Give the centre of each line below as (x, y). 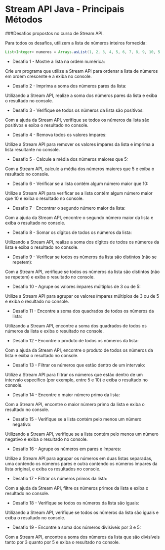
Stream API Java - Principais (65, 9)
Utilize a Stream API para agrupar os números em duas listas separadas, (79, 458)
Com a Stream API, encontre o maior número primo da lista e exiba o (75, 404)
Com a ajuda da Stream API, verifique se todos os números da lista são (77, 120)
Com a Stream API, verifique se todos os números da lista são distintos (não (82, 272)
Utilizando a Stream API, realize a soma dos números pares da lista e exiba (81, 95)
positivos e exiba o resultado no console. (47, 125)
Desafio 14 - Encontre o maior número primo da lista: (66, 395)
